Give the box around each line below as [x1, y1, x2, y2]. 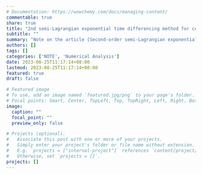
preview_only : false [11, 120, 63, 126]
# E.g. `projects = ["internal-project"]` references [6, 148, 149, 154]
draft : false [6, 76, 39, 82]
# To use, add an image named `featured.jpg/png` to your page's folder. [6, 92, 195, 98]
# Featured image [6, 86, 50, 93]
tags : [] [6, 48, 28, 54]
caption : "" [11, 109, 42, 115]
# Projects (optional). [6, 131, 66, 137]
